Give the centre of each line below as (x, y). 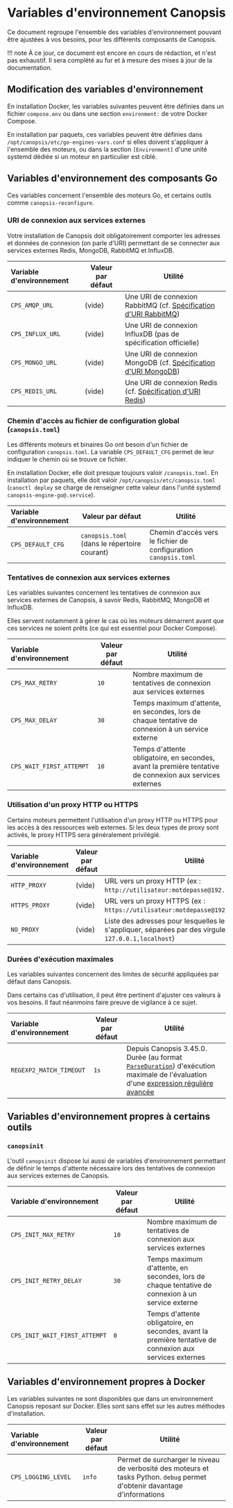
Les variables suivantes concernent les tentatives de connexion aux (104, 593)
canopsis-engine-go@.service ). (51, 495)
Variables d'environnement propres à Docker (106, 1382)
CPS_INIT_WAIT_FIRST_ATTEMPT (59, 1335)
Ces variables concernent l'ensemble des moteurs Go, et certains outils (109, 195)
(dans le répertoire (111, 544)
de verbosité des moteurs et (163, 1468)
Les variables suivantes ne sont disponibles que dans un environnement (110, 1398)
